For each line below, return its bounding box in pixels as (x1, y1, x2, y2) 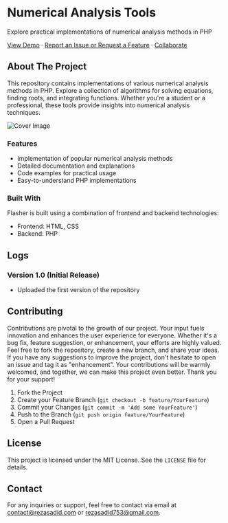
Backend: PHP (16, 230, 58, 238)
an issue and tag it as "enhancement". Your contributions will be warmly (7, 360, 211, 368)
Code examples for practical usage (16, 169, 117, 177)
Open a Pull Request (16, 417, 76, 425)
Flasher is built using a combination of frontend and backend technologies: (7, 209, 219, 217)
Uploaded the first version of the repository (16, 286, 140, 294)
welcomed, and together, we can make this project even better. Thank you (7, 368, 217, 376)
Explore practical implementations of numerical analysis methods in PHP (7, 27, 213, 36)
